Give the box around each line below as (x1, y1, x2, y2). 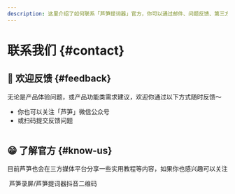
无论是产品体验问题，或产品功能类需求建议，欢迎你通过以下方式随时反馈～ (7, 92, 222, 101)
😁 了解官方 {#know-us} (7, 145, 113, 157)
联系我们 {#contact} (7, 43, 124, 58)
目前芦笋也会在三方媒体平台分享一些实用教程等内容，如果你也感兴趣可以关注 (7, 165, 228, 173)
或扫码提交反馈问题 (17, 116, 73, 125)
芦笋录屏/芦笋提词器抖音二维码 (8, 179, 97, 188)
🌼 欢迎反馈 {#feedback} (7, 73, 112, 85)
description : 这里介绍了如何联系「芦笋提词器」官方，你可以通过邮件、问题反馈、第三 (7, 10, 225, 18)
